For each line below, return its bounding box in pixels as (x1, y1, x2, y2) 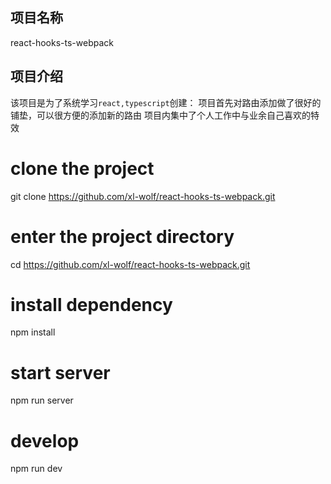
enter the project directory (10, 225, 235, 248)
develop (10, 429, 80, 452)
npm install (10, 326, 56, 338)
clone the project (10, 157, 155, 180)
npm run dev (10, 463, 63, 475)
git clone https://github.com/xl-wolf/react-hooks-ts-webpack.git (10, 190, 276, 202)
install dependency (10, 293, 173, 316)
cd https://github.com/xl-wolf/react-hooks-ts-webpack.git (10, 258, 251, 270)
